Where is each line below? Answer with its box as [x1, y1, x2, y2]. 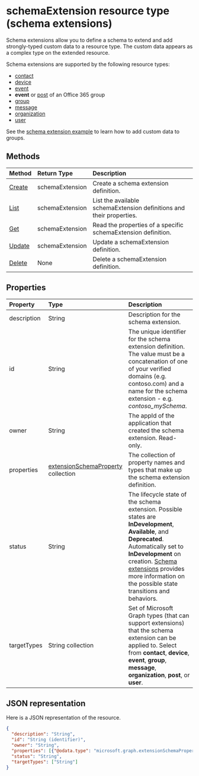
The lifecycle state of [128, 490, 187, 498]
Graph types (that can [128, 611, 190, 620]
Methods [6, 152, 40, 162]
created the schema [128, 426, 184, 435]
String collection [48, 641, 94, 649]
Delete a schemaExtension [92, 255, 167, 263]
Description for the [128, 310, 181, 319]
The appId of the [128, 411, 175, 420]
